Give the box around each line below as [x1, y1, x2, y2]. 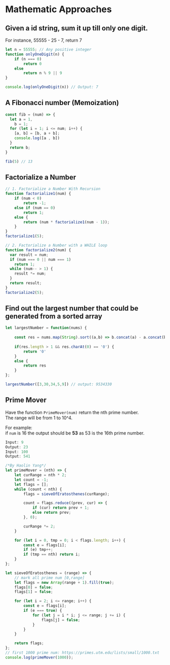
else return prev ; [32, 510, 71, 515]
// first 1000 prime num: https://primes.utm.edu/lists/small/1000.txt [5, 650, 159, 655]
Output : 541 [5, 454, 30, 459]
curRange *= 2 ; [23, 524, 56, 529]
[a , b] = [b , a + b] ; [14, 131, 60, 136]
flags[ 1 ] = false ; [14, 589, 53, 594]
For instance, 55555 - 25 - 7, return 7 [5, 37, 82, 43]
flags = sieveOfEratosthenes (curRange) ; [23, 491, 110, 496]
